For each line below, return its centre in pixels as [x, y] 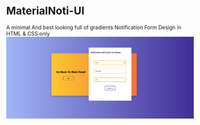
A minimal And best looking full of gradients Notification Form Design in [94, 27]
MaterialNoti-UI [45, 11]
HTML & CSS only [28, 33]
